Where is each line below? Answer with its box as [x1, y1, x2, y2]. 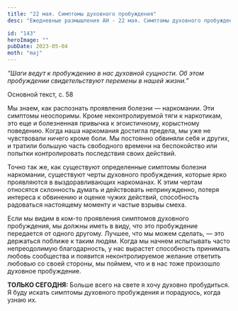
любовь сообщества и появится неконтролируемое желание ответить [7, 252, 222, 260]
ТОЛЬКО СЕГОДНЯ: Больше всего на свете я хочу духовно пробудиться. [7, 281, 230, 289]
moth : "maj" [7, 50, 42, 57]
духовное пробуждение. [7, 267, 81, 275]
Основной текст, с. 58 [7, 90, 74, 98]
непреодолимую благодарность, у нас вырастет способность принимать [7, 244, 230, 252]
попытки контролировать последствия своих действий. [7, 149, 176, 157]
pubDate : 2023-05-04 [7, 43, 69, 50]
